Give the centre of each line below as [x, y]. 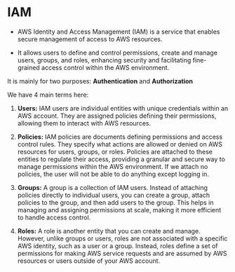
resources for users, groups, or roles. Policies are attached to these [115, 151]
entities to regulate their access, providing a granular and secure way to [121, 159]
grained [28, 67]
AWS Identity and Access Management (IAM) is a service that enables [119, 32]
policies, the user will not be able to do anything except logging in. [113, 174]
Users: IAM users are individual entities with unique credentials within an [123, 108]
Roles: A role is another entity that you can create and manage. [109, 231]
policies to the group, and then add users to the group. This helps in [115, 202]
